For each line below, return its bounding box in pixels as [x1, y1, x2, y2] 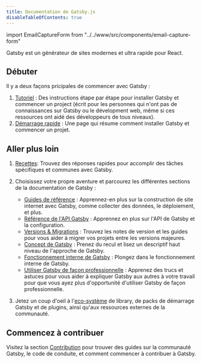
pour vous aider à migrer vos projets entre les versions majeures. [24, 235, 186, 242]
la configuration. [24, 221, 65, 229]
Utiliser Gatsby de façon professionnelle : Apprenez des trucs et [24, 267, 184, 274]
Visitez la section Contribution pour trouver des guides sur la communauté [6, 343, 191, 350]
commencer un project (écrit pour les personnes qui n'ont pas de [14, 101, 177, 108]
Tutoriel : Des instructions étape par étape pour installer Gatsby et [14, 94, 179, 101]
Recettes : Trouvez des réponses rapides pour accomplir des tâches [14, 160, 184, 167]
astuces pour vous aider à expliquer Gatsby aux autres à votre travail [24, 273, 195, 280]
